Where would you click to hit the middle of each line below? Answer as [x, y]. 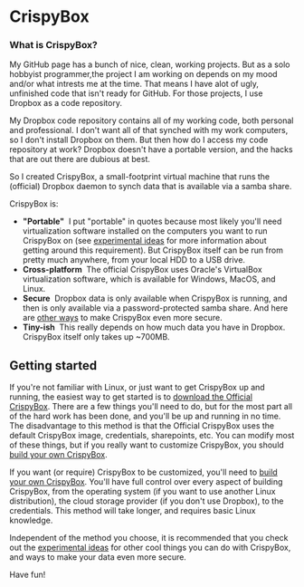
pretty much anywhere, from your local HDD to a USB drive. [134, 260]
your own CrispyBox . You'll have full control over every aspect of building [146, 482]
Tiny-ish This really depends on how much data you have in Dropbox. [154, 327]
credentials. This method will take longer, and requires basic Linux [133, 511]
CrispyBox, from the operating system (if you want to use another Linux [142, 492]
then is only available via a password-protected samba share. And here [155, 308]
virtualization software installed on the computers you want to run [145, 231]
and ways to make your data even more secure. [98, 557]
